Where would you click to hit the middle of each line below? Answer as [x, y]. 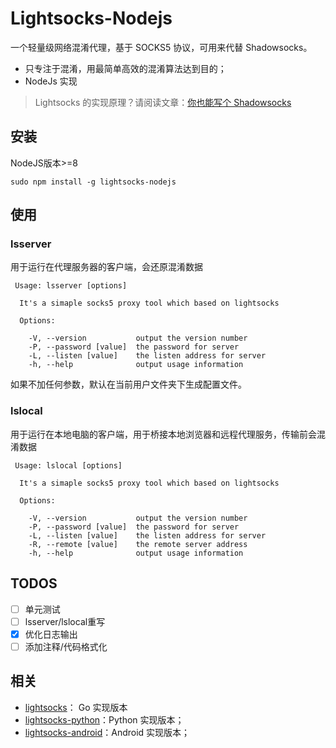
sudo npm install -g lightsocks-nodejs [93, 182]
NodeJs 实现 [51, 81]
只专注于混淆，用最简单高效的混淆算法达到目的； [125, 68]
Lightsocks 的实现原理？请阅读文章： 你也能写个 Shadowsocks [163, 102]
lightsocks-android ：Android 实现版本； [107, 732]
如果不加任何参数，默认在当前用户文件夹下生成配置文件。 [128, 384]
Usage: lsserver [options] [71, 286]
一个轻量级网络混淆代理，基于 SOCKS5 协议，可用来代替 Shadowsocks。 [161, 47]
